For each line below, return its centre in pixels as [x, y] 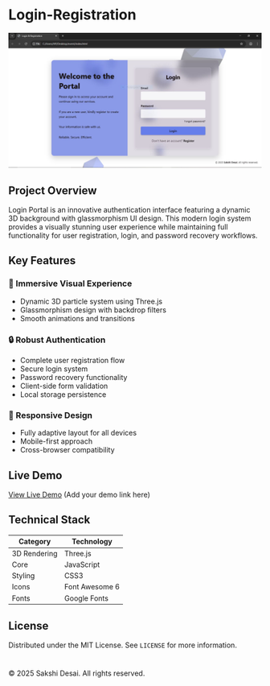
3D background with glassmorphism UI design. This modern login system [130, 218]
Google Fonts [86, 598]
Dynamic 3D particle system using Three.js [91, 301]
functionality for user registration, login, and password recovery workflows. [133, 235]
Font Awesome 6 [92, 587]
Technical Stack [49, 520]
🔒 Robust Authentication [57, 340]
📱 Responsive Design [50, 415]
